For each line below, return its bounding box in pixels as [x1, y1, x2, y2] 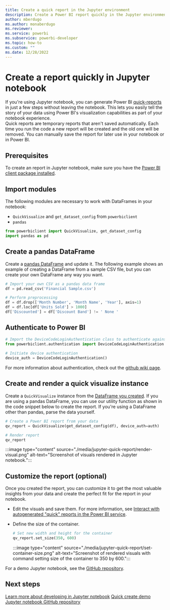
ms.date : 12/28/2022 [5, 50, 49, 55]
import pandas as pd [5, 233, 49, 238]
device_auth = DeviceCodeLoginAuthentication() [5, 355, 108, 361]
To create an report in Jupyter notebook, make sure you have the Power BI [5, 165, 161, 171]
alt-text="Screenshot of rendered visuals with [55, 550, 151, 556]
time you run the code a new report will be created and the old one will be [5, 126, 159, 132]
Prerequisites [5, 151, 49, 160]
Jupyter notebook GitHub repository [5, 598, 81, 605]
